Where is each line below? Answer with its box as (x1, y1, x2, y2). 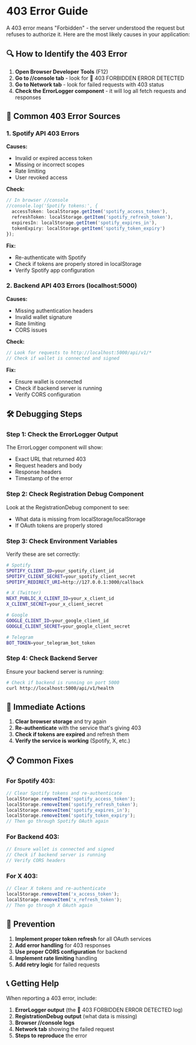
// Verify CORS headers (6, 858, 66, 864)
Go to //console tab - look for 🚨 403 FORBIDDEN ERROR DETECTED (14, 74, 185, 82)
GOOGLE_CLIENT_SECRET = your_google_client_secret (6, 623, 130, 629)
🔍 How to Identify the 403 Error (6, 49, 127, 59)
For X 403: (6, 872, 38, 880)
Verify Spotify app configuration (14, 266, 95, 274)
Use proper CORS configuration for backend (14, 948, 127, 955)
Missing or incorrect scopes (14, 161, 85, 169)
